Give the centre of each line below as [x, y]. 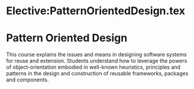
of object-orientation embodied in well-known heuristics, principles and [93, 67]
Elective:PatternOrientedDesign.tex [96, 11]
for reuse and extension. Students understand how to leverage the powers [97, 61]
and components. [28, 80]
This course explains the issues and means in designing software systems [97, 55]
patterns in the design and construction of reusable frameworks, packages [97, 74]
